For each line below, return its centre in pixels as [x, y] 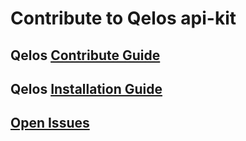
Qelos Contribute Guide [85, 55]
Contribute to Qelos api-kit [123, 18]
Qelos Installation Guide [86, 88]
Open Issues [50, 123]
